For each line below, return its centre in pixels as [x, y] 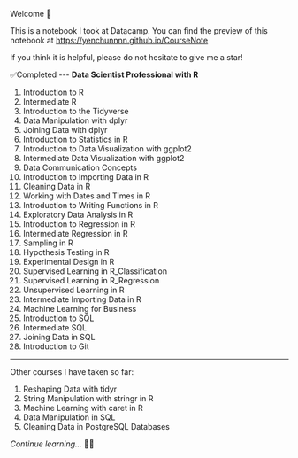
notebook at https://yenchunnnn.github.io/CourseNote [109, 40]
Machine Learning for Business [80, 309]
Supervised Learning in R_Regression [91, 280]
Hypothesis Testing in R [66, 252]
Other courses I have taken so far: [72, 372]
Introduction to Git [56, 346]
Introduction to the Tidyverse [76, 111]
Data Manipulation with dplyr [75, 120]
